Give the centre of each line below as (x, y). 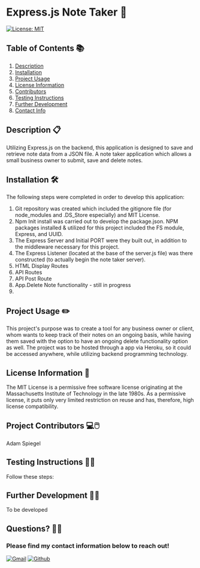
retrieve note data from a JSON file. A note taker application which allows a (99, 154)
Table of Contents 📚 (46, 48)
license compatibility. (32, 406)
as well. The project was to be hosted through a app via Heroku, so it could (99, 348)
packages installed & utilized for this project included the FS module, (99, 228)
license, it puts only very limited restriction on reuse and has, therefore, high (100, 400)
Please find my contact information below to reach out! (88, 546)
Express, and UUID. (39, 234)
